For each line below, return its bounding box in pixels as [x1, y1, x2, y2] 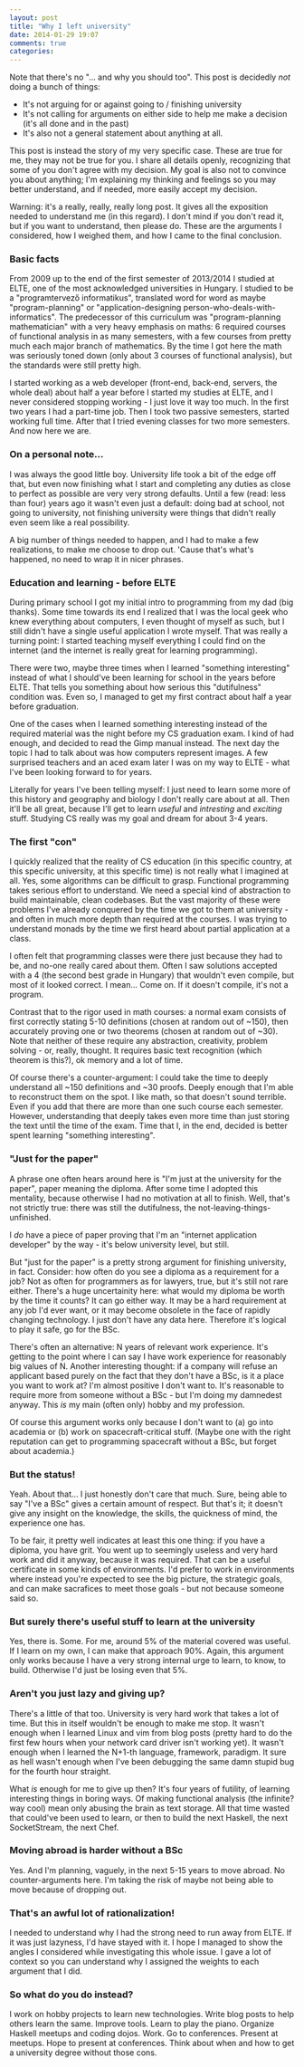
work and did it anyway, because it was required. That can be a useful [9, 1554, 271, 1565]
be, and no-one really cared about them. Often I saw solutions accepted [9, 961, 278, 971]
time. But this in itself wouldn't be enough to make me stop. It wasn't [9, 1718, 265, 1728]
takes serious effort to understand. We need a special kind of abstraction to [9, 885, 291, 896]
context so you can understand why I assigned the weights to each [9, 1957, 260, 1967]
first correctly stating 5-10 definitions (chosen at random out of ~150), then [9, 1016, 289, 1028]
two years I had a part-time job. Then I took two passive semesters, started [9, 407, 290, 417]
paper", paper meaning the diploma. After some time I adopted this [9, 1182, 259, 1193]
